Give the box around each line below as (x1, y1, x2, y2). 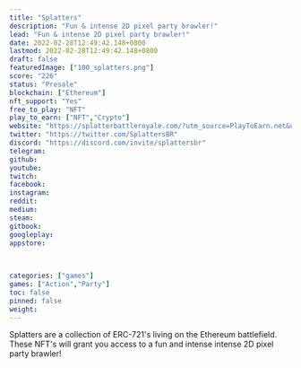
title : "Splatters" (9, 13, 82, 22)
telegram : (9, 146, 47, 155)
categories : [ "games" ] (9, 271, 94, 281)
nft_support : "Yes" (9, 96, 82, 106)
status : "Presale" (9, 80, 78, 89)
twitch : (9, 171, 39, 180)
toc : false (9, 288, 50, 297)
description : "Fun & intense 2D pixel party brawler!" (9, 22, 219, 31)
